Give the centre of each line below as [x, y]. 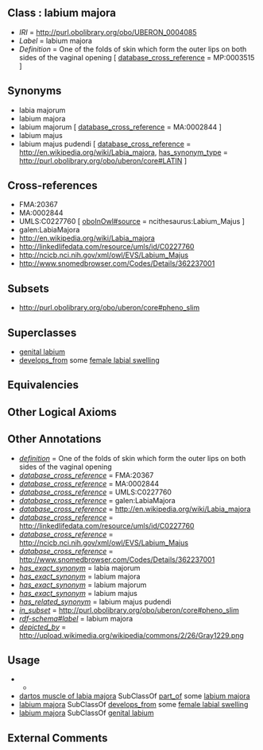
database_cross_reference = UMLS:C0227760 [95, 492]
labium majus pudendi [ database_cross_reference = [105, 144]
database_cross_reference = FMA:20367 [86, 475]
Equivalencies [43, 385]
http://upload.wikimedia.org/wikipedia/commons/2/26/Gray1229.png [131, 635]
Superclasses [42, 333]
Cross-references [53, 186]
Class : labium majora [62, 13]
